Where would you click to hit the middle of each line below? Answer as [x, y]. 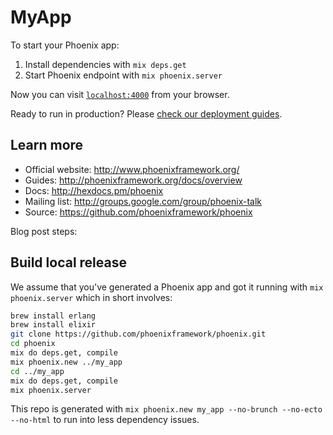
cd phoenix [33, 344]
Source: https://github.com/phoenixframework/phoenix [138, 212]
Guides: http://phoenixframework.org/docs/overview [133, 180]
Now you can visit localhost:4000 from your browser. [120, 94]
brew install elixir [53, 325]
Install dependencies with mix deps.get [105, 64]
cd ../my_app [37, 371]
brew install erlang [53, 316]
